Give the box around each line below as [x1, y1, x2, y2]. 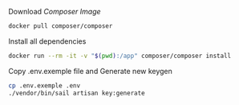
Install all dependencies [8, 36, 87, 46]
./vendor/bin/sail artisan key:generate [8, 89, 146, 97]
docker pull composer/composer [8, 22, 113, 30]
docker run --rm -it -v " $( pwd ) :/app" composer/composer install [8, 52, 231, 60]
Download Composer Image [8, 7, 102, 16]
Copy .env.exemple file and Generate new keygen [8, 66, 172, 76]
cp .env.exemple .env [8, 81, 81, 90]
